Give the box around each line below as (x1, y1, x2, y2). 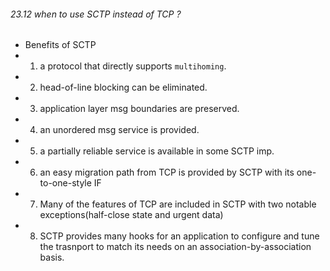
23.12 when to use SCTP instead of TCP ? (10, 8, 182, 20)
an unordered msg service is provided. (39, 124, 200, 136)
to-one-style (39, 177, 92, 189)
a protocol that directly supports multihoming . (39, 60, 227, 72)
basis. (39, 251, 65, 264)
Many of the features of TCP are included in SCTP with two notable (39, 198, 317, 210)
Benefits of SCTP (24, 39, 97, 51)
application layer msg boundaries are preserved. (39, 103, 240, 115)
